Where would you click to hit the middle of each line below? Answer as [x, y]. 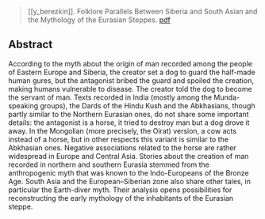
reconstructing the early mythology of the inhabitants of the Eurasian [121, 198]
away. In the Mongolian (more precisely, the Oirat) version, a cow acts [122, 130]
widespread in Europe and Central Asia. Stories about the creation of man [129, 156]
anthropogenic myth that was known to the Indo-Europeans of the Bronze [129, 172]
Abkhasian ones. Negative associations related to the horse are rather [122, 147]
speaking [23, 105]
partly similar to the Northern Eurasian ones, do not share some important [129, 114]
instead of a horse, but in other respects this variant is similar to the [118, 139]
